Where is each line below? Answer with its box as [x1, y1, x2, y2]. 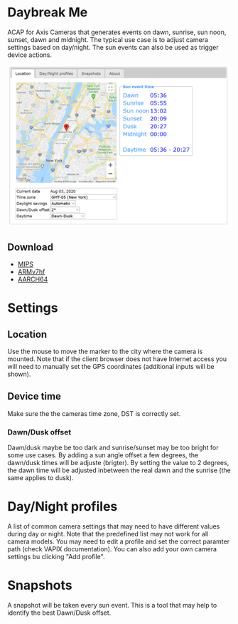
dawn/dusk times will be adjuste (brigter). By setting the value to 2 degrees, [7, 459, 229, 467]
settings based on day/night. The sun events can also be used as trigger [7, 43, 219, 51]
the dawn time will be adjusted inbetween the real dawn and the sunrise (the [7, 466, 231, 474]
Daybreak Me [7, 4, 88, 21]
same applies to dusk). [7, 474, 74, 482]
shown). [7, 370, 31, 378]
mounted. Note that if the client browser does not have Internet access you [7, 354, 227, 363]
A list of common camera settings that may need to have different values [7, 522, 220, 531]
